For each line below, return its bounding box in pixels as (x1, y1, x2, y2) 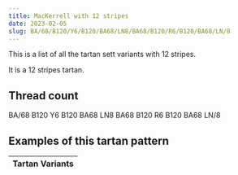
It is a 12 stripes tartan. (8, 65, 84, 75)
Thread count (8, 89, 79, 103)
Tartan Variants (12, 158, 75, 169)
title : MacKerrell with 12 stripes (8, 11, 129, 20)
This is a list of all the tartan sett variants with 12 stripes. (8, 50, 197, 59)
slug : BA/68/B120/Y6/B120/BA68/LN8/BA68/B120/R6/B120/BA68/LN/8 (8, 27, 231, 35)
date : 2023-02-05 (8, 20, 67, 28)
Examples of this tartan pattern (8, 133, 169, 147)
